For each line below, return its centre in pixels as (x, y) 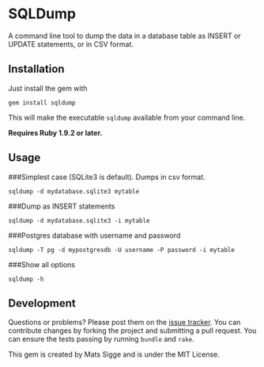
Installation (36, 69)
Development (42, 303)
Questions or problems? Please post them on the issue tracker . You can (124, 323)
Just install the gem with (48, 88)
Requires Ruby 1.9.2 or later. (55, 132)
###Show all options (41, 264)
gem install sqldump (42, 103)
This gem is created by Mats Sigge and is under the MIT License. (114, 354)
